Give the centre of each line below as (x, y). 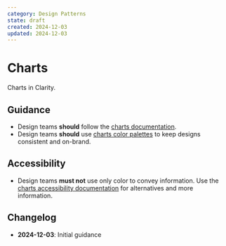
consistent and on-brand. (54, 142)
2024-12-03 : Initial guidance (59, 234)
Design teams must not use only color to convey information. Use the (118, 181)
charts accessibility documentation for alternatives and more (105, 188)
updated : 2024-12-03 (38, 33)
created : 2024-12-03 (38, 27)
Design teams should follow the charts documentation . (97, 127)
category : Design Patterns (47, 14)
